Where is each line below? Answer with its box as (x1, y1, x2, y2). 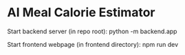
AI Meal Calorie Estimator (7, 5, 155, 20)
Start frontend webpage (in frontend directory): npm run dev (7, 40, 179, 48)
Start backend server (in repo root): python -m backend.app (7, 27, 177, 35)
